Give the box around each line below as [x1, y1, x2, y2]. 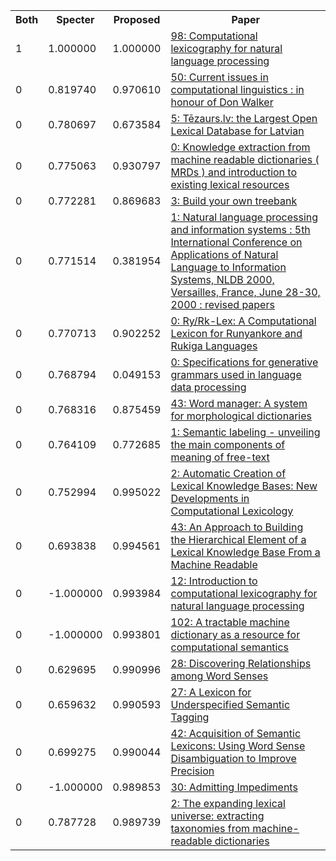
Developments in [170, 492, 250, 505]
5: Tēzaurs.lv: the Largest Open [170, 112, 318, 125]
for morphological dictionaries [170, 409, 312, 423]
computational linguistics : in [170, 83, 305, 96]
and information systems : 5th [170, 223, 311, 236]
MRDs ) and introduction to [170, 165, 298, 179]
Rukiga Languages [170, 339, 258, 353]
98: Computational [170, 29, 258, 43]
